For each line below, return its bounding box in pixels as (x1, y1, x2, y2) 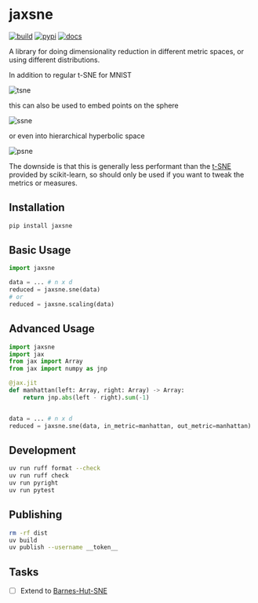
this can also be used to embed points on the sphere (9, 100, 179, 110)
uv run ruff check (9, 472, 69, 480)
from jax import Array (9, 357, 83, 366)
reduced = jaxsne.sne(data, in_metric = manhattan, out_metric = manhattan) (9, 422, 252, 429)
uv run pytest (9, 486, 56, 494)
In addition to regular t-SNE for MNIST (9, 70, 133, 79)
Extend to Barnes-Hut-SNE (20, 587, 108, 596)
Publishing (9, 508, 63, 521)
